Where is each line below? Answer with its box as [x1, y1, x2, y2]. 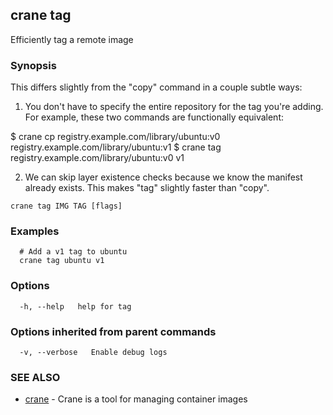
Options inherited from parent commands [10, 324, 217, 338]
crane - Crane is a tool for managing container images [24, 393, 248, 405]
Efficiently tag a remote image [10, 33, 134, 45]
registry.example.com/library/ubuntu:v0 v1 [10, 152, 185, 164]
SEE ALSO [10, 370, 61, 384]
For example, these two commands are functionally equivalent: [24, 111, 284, 123]
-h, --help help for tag [19, 301, 132, 312]
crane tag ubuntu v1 [19, 256, 105, 266]
